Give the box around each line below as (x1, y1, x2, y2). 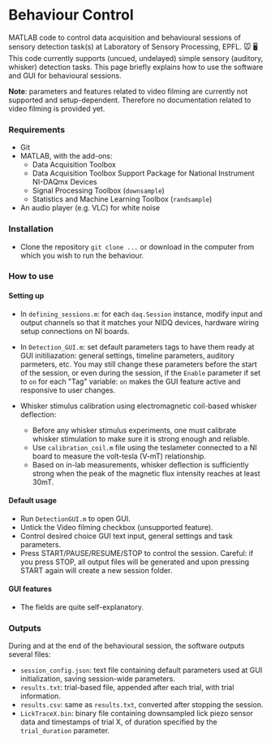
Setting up (8, 291, 45, 301)
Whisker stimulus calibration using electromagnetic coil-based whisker (19, 401, 257, 411)
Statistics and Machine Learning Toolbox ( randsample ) (32, 194, 213, 204)
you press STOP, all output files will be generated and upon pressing (19, 557, 250, 567)
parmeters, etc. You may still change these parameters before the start (19, 359, 257, 369)
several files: (8, 650, 51, 659)
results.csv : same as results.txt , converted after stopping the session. (19, 700, 264, 710)
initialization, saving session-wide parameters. (19, 674, 176, 684)
